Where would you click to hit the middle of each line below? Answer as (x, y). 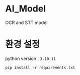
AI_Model (26, 9)
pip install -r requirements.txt (40, 67)
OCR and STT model (26, 22)
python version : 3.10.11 (31, 58)
